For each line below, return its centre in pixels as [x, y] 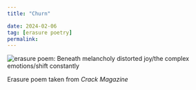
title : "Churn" [29, 13]
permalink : [23, 39]
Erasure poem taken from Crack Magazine [68, 80]
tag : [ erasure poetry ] [40, 33]
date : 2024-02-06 [32, 26]
